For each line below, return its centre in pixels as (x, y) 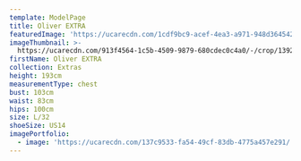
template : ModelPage (48, 17)
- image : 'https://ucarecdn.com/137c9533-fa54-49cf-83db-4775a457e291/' (156, 142)
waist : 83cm (31, 101)
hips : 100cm (31, 109)
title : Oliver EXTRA (48, 26)
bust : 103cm (31, 92)
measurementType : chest (54, 84)
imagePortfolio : (39, 134)
